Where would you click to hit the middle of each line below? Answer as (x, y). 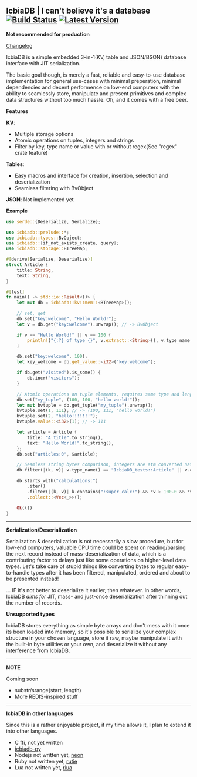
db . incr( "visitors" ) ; (54, 378)
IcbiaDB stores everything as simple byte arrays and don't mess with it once (98, 626)
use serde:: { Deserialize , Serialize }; (53, 221)
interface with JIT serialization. (43, 63)
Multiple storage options (44, 134)
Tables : (15, 164)
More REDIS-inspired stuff (46, 697)
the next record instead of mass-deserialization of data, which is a (86, 554)
